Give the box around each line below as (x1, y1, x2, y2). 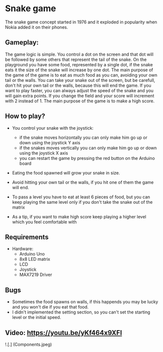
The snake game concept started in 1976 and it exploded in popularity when (5, 19, 157, 25)
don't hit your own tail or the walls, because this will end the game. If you (5, 82, 152, 88)
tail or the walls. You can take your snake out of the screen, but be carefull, (5, 77, 156, 83)
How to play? (5, 112, 45, 120)
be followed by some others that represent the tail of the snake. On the (5, 57, 147, 62)
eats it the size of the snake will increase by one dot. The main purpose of (5, 67, 153, 73)
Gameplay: (5, 39, 39, 47)
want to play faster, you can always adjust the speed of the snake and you (5, 87, 154, 93)
